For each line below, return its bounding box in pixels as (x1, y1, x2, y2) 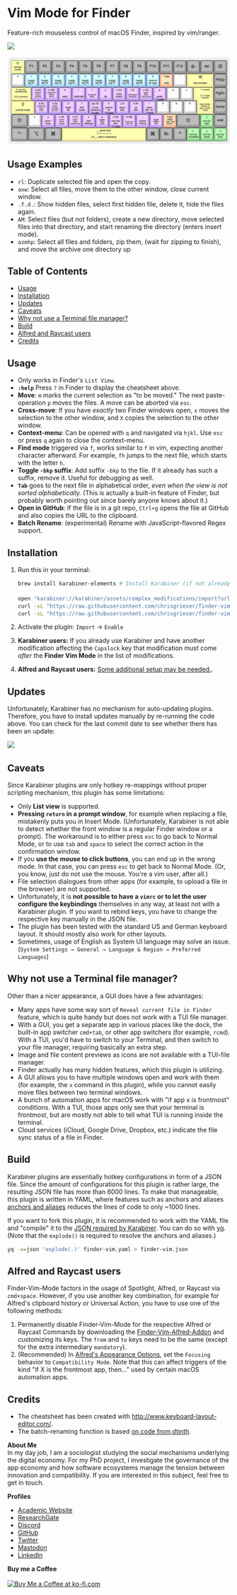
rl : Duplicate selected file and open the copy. (17, 177, 151, 185)
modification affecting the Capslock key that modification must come (17, 644, 217, 652)
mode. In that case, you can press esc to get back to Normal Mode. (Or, (17, 862, 226, 871)
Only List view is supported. (17, 802, 100, 811)
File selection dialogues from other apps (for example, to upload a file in (17, 877, 228, 886)
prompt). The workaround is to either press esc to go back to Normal (17, 833, 218, 841)
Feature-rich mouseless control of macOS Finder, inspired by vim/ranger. (7, 28, 221, 37)
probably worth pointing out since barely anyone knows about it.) (17, 497, 208, 505)
